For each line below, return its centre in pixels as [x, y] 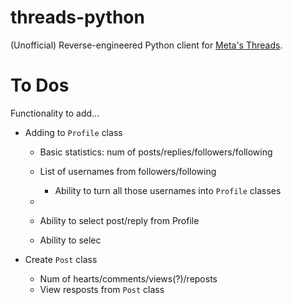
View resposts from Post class [102, 289]
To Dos [40, 85]
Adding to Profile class [73, 132]
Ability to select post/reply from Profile [119, 220]
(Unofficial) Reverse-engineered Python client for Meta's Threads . [146, 45]
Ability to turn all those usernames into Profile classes [168, 190]
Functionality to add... [55, 113]
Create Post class [61, 259]
